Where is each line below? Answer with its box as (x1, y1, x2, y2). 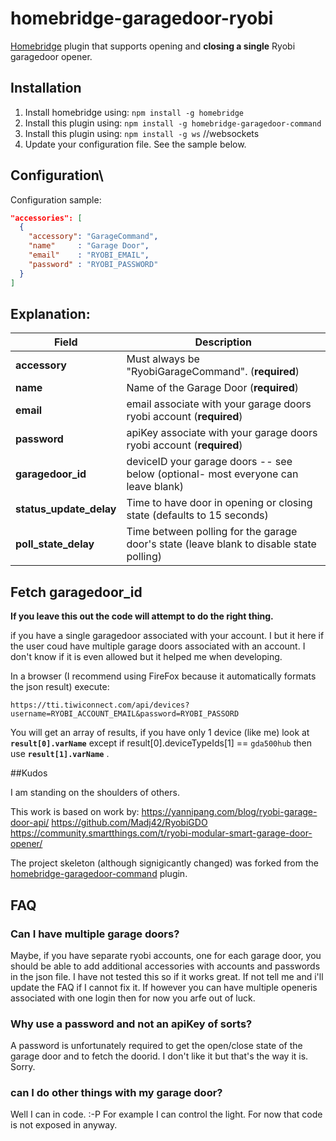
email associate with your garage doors (126, 397, 312, 411)
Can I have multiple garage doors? (10, 927, 180, 941)
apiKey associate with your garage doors (126, 426, 318, 440)
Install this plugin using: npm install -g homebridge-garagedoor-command (24, 117, 322, 129)
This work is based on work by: (10, 806, 140, 818)
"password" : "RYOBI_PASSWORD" (28, 259, 159, 269)
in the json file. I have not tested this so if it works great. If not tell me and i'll (10, 970, 324, 982)
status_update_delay (15, 502, 117, 516)
